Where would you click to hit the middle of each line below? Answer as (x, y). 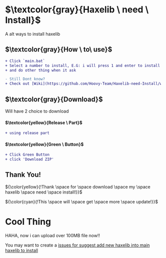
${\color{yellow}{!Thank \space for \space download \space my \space (78, 187)
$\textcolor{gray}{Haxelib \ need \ (77, 10)
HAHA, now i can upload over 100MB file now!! (53, 235)
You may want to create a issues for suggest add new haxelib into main (78, 245)
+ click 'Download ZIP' (30, 160)
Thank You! (23, 175)
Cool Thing (28, 222)
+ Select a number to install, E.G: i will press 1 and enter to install (83, 65)
